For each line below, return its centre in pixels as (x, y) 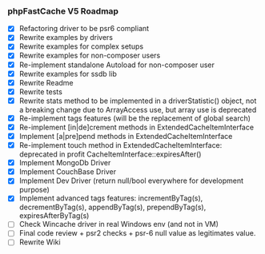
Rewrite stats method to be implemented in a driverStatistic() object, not (138, 101)
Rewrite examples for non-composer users (90, 56)
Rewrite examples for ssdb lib (68, 73)
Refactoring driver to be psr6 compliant (84, 29)
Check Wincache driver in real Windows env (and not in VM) (119, 224)
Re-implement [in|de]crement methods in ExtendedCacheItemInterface (136, 127)
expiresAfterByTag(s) (54, 216)
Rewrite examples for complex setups (81, 46)
